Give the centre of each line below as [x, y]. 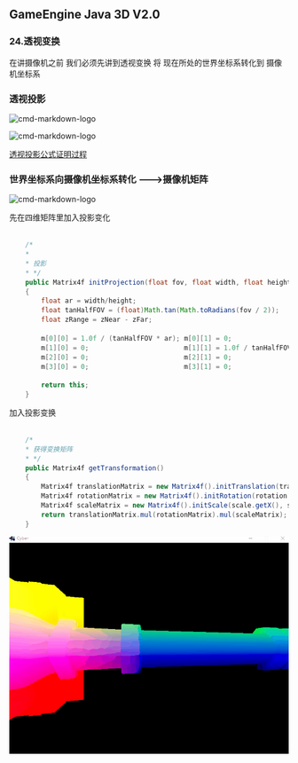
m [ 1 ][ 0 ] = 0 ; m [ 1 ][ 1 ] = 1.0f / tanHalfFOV [166, 348]
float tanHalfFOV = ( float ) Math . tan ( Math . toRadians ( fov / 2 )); [160, 311]
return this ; [65, 385]
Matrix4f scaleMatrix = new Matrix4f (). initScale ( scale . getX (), [162, 506]
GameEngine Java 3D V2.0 [85, 15]
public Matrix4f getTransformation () [95, 468]
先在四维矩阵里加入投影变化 [60, 217]
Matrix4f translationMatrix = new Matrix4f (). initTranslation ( [160, 487]
